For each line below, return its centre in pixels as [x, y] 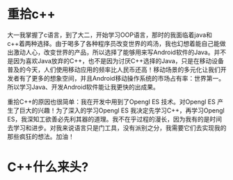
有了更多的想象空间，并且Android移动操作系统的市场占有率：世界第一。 [122, 78]
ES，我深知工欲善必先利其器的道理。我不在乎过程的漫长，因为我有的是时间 [115, 119]
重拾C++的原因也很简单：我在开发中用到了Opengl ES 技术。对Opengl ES [111, 101]
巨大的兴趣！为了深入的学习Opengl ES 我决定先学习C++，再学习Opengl [122, 110]
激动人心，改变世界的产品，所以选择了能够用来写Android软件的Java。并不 [120, 52]
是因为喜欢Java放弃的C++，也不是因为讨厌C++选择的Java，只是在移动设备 [116, 60]
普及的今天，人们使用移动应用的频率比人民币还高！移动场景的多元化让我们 [114, 69]
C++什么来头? [48, 167]
